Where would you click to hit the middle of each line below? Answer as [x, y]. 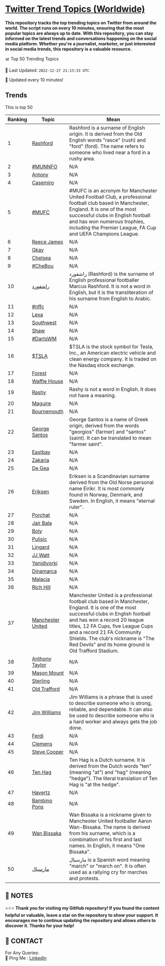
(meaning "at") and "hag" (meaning [110, 772]
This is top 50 [19, 107]
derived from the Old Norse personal [111, 482]
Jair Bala [42, 523]
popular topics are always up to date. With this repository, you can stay [79, 33]
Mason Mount [48, 673]
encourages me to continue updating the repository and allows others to [81, 920]
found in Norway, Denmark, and [106, 494]
